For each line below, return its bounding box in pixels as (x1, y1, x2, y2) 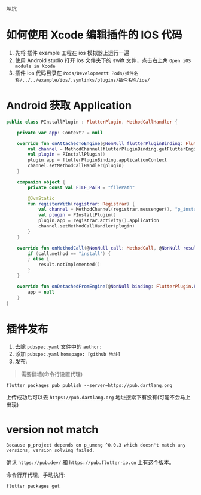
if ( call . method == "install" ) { (28, 250, 111, 257)
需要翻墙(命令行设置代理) (20, 371, 83, 378)
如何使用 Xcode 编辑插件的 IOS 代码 (6, 29, 182, 42)
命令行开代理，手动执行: (6, 471, 66, 479)
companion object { (17, 179, 66, 185)
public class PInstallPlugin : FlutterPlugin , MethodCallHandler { (6, 119, 178, 125)
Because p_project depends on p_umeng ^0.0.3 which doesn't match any (6, 442, 186, 448)
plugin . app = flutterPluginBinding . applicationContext (28, 157, 167, 163)
